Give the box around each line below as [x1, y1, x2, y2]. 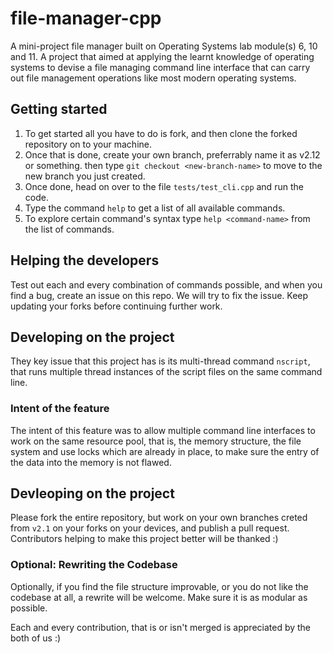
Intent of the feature [10, 402, 110, 416]
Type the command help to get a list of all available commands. [24, 202, 286, 214]
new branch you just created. [24, 170, 146, 182]
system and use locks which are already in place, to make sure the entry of [10, 445, 320, 457]
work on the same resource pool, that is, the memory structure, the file [10, 435, 302, 447]
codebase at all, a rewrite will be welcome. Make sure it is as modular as [10, 591, 308, 603]
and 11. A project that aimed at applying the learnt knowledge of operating [10, 50, 315, 62]
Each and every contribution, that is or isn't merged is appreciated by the [10, 621, 312, 633]
